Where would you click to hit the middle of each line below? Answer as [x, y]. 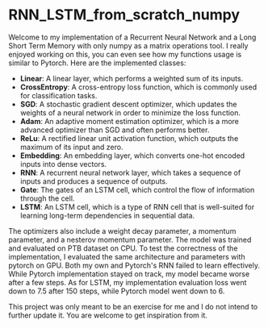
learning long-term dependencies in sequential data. [107, 215]
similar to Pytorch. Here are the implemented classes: [97, 63]
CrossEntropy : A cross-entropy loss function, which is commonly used [138, 87]
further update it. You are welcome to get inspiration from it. [108, 315]
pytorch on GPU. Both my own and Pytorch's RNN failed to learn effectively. [134, 265]
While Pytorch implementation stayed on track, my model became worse [129, 274]
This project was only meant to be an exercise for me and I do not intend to [133, 306]
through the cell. [47, 198]
